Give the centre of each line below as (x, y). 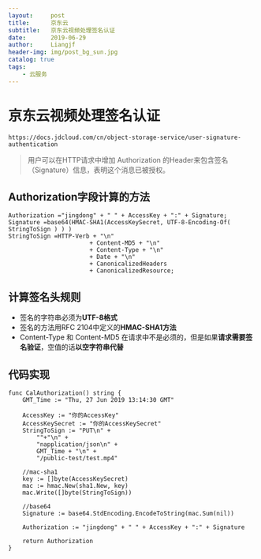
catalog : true (32, 60)
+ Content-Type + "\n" (127, 250)
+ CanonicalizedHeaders (129, 264)
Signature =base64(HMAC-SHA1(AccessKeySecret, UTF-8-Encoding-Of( (119, 223)
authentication (33, 144)
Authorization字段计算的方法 (79, 197)
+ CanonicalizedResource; (132, 271)
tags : (17, 67)
